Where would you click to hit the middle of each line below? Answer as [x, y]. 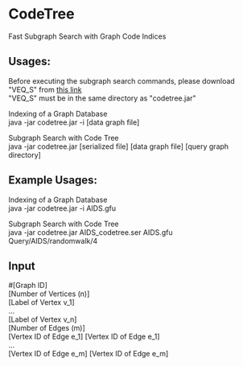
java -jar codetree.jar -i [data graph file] [74, 122]
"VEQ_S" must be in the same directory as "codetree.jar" [102, 98]
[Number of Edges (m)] [47, 328]
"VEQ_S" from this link [45, 89]
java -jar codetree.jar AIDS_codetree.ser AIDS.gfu [91, 232]
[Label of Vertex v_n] [43, 319]
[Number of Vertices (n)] [49, 294]
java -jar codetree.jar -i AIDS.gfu [62, 208]
